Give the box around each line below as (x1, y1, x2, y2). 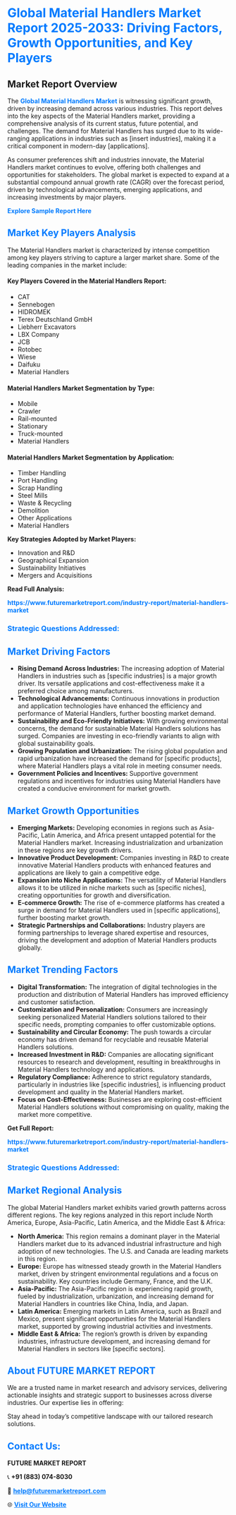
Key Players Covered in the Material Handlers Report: (7, 277, 167, 285)
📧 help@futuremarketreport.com (7, 1487, 106, 1495)
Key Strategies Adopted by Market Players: (7, 535, 137, 544)
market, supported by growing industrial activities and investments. (17, 1322, 213, 1330)
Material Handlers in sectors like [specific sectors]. (17, 1344, 166, 1353)
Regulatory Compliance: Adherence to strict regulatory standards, (17, 1072, 212, 1081)
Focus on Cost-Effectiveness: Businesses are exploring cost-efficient (17, 1095, 222, 1103)
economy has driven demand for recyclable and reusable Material (17, 1035, 209, 1043)
